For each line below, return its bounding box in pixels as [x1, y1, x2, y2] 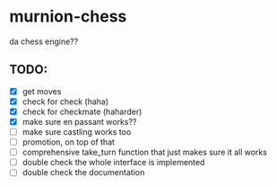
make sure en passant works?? [22, 116, 137, 127]
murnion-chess [9, 6, 127, 27]
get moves [22, 85, 62, 96]
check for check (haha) [22, 96, 109, 107]
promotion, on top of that [22, 137, 115, 147]
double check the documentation [22, 167, 145, 178]
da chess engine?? [9, 36, 79, 47]
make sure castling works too [22, 127, 132, 137]
